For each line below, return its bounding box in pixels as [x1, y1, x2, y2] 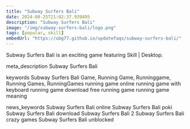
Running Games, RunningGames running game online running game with [6, 80, 181, 87]
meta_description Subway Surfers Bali [6, 63, 98, 70]
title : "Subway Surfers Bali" [6, 8, 80, 15]
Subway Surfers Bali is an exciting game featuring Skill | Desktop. [6, 52, 163, 58]
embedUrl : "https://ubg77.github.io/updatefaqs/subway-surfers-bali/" [6, 35, 182, 41]
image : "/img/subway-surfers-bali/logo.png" [6, 24, 116, 31]
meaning [6, 92, 27, 99]
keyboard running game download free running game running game [6, 87, 170, 93]
